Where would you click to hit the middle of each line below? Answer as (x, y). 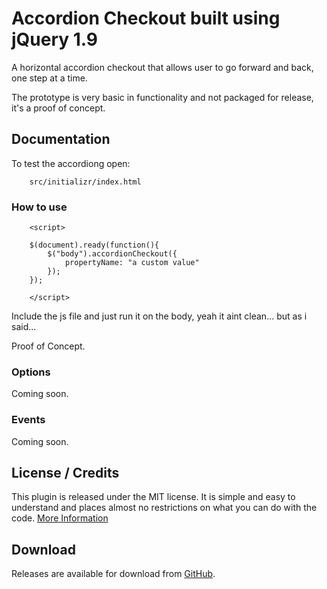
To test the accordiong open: (71, 163)
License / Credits (65, 473)
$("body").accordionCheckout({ (112, 254)
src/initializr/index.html (85, 182)
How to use (39, 207)
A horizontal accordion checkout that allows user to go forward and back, (162, 67)
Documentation (61, 139)
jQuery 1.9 (55, 39)
